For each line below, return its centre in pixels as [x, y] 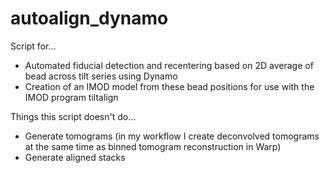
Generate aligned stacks [75, 157]
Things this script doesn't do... [73, 116]
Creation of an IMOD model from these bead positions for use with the [169, 86]
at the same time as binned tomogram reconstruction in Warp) [153, 146]
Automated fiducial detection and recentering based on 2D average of [169, 65]
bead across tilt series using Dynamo [101, 76]
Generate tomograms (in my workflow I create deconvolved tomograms [172, 136]
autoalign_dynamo [89, 18]
